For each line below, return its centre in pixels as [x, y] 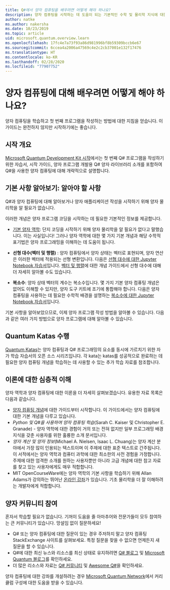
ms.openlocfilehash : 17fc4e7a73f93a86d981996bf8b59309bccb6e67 [73, 43]
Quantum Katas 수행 [37, 336]
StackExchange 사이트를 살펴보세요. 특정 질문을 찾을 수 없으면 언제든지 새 [86, 540]
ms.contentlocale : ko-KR [31, 57]
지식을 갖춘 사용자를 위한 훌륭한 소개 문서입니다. [60, 435]
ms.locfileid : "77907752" [32, 66]
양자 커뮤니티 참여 [31, 504]
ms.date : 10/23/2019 [27, 29]
